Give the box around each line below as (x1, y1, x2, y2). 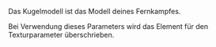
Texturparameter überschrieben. (8, 31, 115, 39)
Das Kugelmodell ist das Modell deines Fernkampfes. (8, 7, 181, 16)
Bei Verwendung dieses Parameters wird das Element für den (8, 22, 209, 31)
